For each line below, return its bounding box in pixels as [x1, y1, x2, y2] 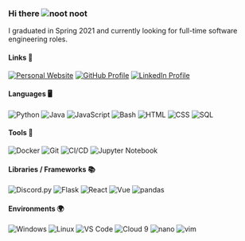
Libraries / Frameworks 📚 [8, 164, 95, 174]
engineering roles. [8, 34, 68, 44]
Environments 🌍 [8, 204, 64, 213]
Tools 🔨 [8, 128, 33, 138]
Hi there [8, 8, 40, 19]
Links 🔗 [8, 52, 33, 62]
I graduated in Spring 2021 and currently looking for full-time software [8, 26, 238, 36]
